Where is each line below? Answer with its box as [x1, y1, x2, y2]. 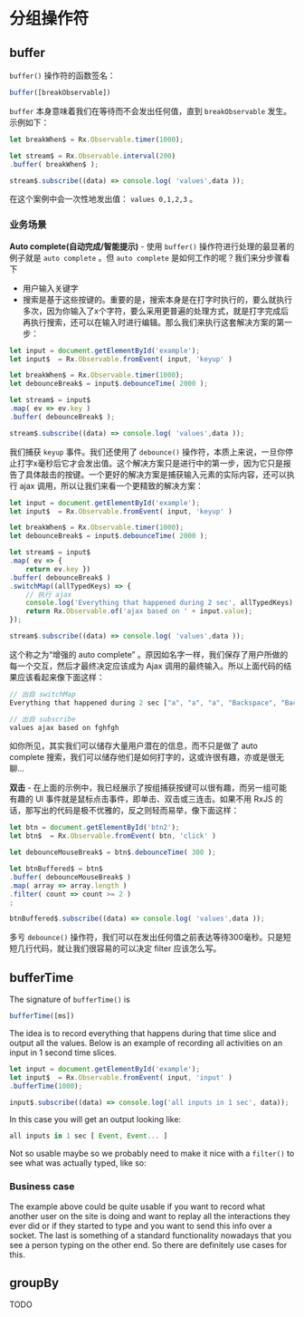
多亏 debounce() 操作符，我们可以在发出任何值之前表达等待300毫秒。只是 [9, 932, 283, 943]
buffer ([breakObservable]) [9, 88, 111, 97]
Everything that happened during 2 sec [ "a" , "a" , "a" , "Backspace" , [9, 698, 278, 707]
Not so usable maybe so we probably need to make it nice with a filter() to [9, 1148, 295, 1159]
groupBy [9, 1275, 60, 1291]
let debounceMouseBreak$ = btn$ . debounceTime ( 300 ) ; [9, 848, 217, 857]
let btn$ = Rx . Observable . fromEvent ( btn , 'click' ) [9, 832, 217, 841]
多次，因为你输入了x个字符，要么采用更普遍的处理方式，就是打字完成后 [22, 305, 290, 316]
